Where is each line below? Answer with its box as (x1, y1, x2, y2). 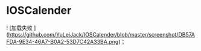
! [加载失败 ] (6, 24, 36, 31)
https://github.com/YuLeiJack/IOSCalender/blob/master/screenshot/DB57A (8, 31, 195, 38)
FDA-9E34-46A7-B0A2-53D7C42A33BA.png (6, 38, 119, 45)
